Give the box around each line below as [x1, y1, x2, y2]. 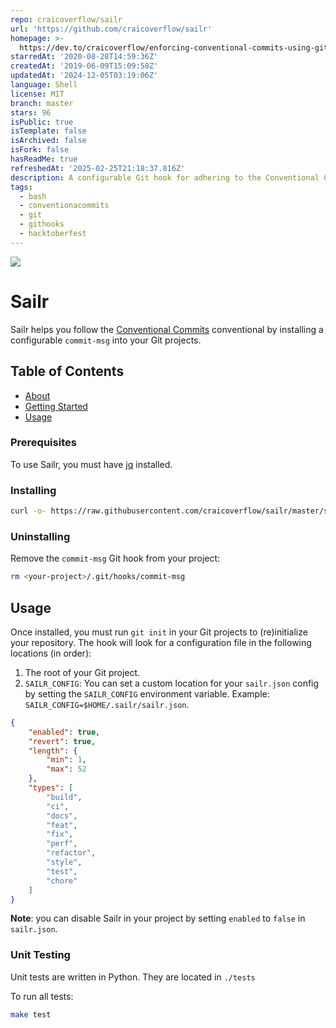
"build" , [46, 792, 83, 802]
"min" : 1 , [46, 755, 87, 765]
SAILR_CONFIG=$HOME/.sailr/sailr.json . [24, 698, 190, 710]
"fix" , [46, 829, 74, 840]
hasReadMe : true [10, 154, 78, 164]
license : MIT [10, 89, 65, 99]
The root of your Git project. [24, 666, 141, 678]
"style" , [46, 857, 83, 868]
